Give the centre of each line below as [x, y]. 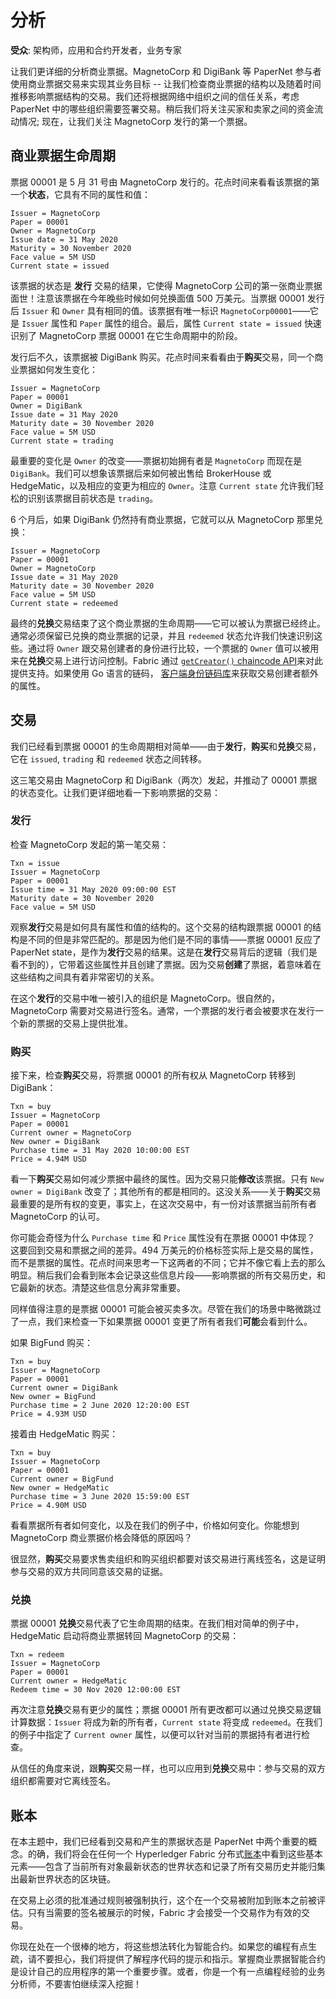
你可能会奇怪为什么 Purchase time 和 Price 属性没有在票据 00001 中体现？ [163, 1238]
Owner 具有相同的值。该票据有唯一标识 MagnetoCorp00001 [177, 310]
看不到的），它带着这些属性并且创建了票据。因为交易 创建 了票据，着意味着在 [166, 964]
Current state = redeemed [64, 603]
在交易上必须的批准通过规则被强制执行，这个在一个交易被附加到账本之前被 [163, 1900]
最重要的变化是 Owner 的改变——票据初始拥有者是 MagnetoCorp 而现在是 [156, 460]
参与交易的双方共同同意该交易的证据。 [89, 1572]
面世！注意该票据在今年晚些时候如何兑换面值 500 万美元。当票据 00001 [157, 298]
